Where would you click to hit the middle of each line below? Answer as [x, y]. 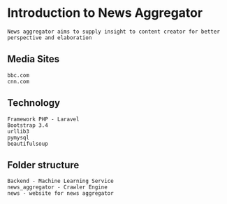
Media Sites [34, 59]
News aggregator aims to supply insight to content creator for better [113, 32]
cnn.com [19, 81]
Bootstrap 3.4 [28, 125]
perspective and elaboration [50, 38]
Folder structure [43, 165]
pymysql [19, 137]
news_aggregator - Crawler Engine [58, 187]
